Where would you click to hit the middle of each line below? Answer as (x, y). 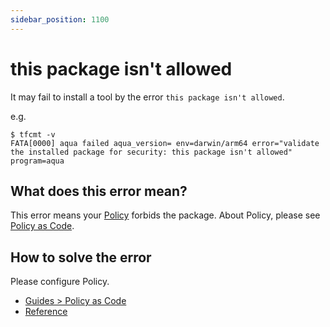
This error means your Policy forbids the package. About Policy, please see (165, 215)
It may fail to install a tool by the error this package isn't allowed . (147, 97)
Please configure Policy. (60, 282)
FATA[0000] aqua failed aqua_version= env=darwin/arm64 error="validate (165, 143)
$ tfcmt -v (33, 134)
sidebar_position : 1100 (60, 19)
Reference (46, 312)
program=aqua (37, 161)
